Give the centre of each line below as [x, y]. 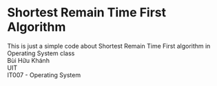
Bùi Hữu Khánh [29, 60]
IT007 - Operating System [44, 75]
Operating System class [41, 53]
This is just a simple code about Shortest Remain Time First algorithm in [109, 46]
